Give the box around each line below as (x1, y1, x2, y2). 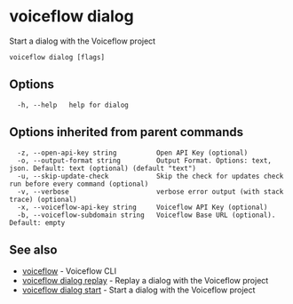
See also (9, 242, 58, 257)
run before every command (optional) (9, 180, 149, 188)
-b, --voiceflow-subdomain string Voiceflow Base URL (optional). (17, 211, 276, 220)
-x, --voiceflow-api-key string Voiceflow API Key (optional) (17, 203, 268, 212)
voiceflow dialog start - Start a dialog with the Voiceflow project (21, 284, 256, 295)
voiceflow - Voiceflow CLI (21, 266, 117, 276)
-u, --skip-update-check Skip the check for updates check (17, 172, 284, 180)
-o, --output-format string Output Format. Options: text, (17, 156, 273, 165)
